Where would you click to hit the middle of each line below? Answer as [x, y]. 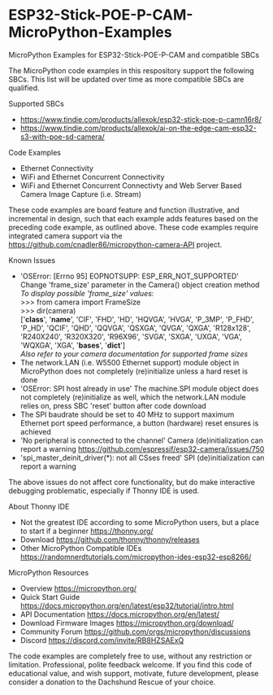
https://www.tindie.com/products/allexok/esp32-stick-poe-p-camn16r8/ [141, 119]
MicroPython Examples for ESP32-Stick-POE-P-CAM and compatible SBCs [134, 55]
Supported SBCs [37, 103]
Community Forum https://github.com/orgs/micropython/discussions [135, 632]
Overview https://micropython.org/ [78, 588]
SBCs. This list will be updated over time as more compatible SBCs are [126, 79]
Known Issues [32, 260]
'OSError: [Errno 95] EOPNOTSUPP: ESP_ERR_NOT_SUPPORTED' [130, 276]
